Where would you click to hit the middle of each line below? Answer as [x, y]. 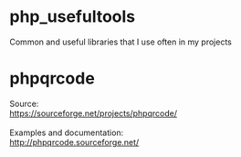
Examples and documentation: [67, 132]
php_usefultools [73, 17]
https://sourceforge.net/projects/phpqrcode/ [94, 113]
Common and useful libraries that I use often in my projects [121, 42]
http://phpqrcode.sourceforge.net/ [74, 142]
